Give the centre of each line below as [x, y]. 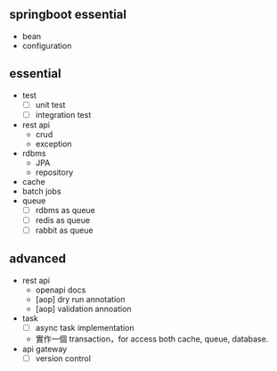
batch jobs [41, 191]
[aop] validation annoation [83, 309]
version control [63, 358]
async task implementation [85, 327]
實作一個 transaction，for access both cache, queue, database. [152, 339]
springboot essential [68, 15]
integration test [63, 114]
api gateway [45, 349]
